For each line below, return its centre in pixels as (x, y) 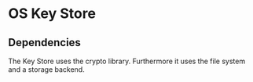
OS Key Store (52, 14)
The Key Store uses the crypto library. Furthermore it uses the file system (127, 61)
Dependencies (44, 43)
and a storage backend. (46, 70)
